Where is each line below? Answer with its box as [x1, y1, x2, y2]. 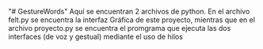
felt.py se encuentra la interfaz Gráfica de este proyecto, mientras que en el [8, 15, 256, 24]
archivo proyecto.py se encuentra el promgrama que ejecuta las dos [8, 24, 231, 32]
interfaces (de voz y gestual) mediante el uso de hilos [8, 32, 184, 41]
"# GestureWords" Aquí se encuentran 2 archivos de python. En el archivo [8, 7, 250, 16]
